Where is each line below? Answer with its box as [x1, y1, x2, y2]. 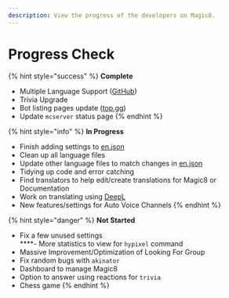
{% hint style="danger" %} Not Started [8, 215, 136, 224]
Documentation [19, 184, 70, 193]
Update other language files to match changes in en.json [19, 158, 203, 168]
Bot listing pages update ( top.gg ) [19, 103, 127, 112]
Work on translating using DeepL [19, 191, 126, 201]
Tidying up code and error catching [19, 166, 135, 176]
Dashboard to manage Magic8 [19, 263, 118, 273]
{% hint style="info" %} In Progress [8, 126, 124, 136]
